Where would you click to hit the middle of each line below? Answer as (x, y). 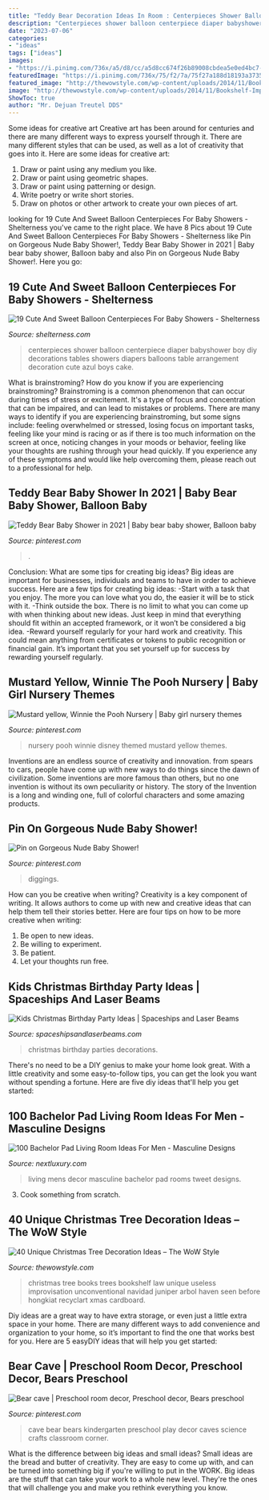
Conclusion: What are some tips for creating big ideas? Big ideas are (121, 572)
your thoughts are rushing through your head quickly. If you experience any (133, 450)
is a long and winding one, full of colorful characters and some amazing (126, 795)
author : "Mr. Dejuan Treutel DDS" (66, 105)
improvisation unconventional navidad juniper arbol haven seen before (144, 1291)
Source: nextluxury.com (48, 1164)
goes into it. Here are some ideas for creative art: (89, 154)
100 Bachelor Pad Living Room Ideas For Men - (126, 1116)
